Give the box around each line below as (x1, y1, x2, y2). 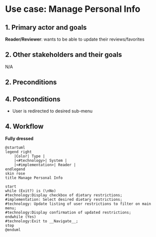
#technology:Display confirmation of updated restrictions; (5, 210, 132, 215)
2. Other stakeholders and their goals (5, 50, 122, 59)
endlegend (5, 167, 26, 172)
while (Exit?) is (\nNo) (5, 188, 56, 193)
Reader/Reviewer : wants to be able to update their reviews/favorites (5, 36, 145, 42)
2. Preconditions (5, 78, 57, 87)
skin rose (5, 171, 26, 176)
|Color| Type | (14, 153, 45, 159)
